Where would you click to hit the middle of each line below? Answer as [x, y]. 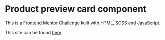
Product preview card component [76, 9]
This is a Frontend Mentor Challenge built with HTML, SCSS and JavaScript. [83, 23]
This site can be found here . [34, 32]
